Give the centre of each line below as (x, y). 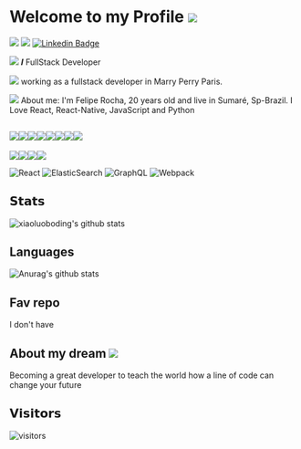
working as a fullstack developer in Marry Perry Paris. (122, 81)
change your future (46, 385)
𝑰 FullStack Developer (61, 62)
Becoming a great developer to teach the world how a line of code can (142, 375)
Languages (42, 251)
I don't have (32, 325)
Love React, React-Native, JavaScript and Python (102, 110)
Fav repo (35, 303)
